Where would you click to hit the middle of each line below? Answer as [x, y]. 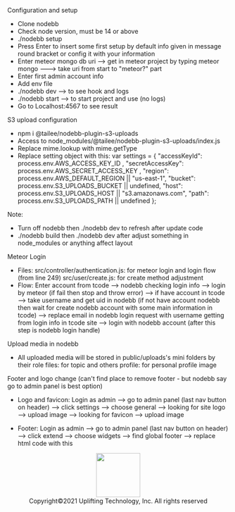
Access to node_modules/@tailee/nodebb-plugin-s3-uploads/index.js [119, 141]
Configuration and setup [43, 10]
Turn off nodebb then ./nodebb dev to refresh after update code [110, 228]
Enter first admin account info [61, 76]
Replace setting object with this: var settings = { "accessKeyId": [110, 156]
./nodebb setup [40, 39]
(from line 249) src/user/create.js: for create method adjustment [110, 278]
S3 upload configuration [42, 120]
